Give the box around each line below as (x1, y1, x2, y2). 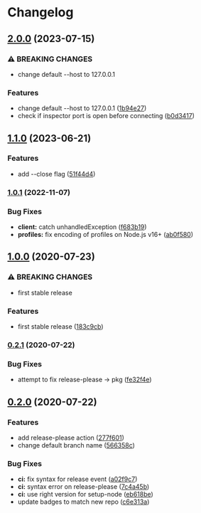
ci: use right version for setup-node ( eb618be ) (17, 490, 154, 499)
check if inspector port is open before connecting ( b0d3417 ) (17, 112, 195, 120)
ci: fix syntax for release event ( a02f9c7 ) (17, 475, 138, 484)
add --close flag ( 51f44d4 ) (17, 169, 96, 178)
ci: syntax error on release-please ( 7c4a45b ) (17, 482, 150, 491)
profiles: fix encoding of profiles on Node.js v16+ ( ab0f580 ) (17, 231, 194, 239)
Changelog (7, 4, 74, 21)
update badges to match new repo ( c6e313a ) (17, 497, 150, 506)
